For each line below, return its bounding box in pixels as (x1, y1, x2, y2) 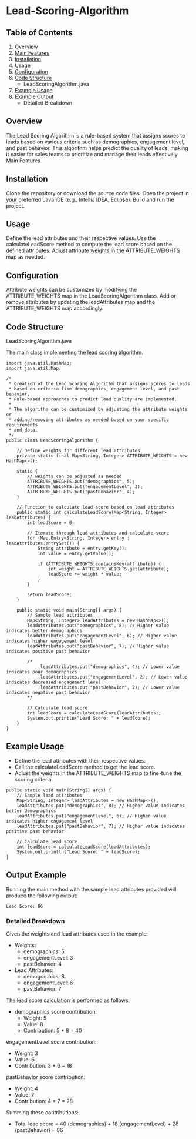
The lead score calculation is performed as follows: (6, 997, 130, 1004)
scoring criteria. (14, 776, 53, 783)
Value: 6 (14, 1056, 35, 1063)
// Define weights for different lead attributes (16, 448, 141, 454)
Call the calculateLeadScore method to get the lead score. (14, 763, 156, 770)
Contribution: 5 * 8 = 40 (23, 1027, 82, 1034)
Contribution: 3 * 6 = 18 (14, 1062, 72, 1069)
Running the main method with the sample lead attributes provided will (6, 886, 177, 893)
